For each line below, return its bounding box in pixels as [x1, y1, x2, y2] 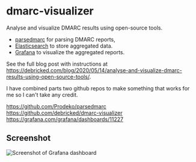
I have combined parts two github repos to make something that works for [6, 84, 190, 92]
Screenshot [6, 133, 51, 143]
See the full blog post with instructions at [6, 60, 108, 67]
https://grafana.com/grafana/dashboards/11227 [6, 116, 124, 123]
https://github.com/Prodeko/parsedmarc [6, 102, 106, 110]
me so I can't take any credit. [6, 91, 78, 98]
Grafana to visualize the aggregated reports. [14, 48, 125, 55]
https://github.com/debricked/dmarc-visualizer [6, 109, 123, 116]
